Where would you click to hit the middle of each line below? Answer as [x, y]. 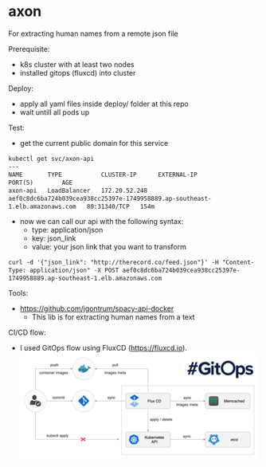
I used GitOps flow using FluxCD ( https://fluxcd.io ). [103, 347]
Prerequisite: [29, 49]
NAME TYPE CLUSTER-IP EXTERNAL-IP [103, 175]
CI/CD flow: [27, 332]
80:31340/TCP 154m [121, 206]
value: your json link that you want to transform [109, 246]
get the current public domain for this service [94, 143]
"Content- [238, 262]
